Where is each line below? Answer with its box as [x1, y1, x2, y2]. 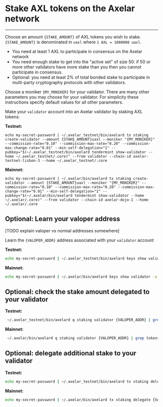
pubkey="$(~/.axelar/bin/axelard [5, 193, 73, 198]
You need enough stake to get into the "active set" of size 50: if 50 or [12, 59, 151, 65]
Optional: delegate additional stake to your [5, 349, 137, 357]
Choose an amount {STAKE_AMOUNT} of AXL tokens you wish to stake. [5, 34, 142, 39]
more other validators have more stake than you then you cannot [12, 64, 142, 70]
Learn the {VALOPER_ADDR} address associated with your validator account [5, 237, 154, 243]
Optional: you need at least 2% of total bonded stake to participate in [12, 74, 150, 80]
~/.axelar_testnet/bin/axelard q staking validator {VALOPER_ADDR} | [7, 318, 151, 322]
